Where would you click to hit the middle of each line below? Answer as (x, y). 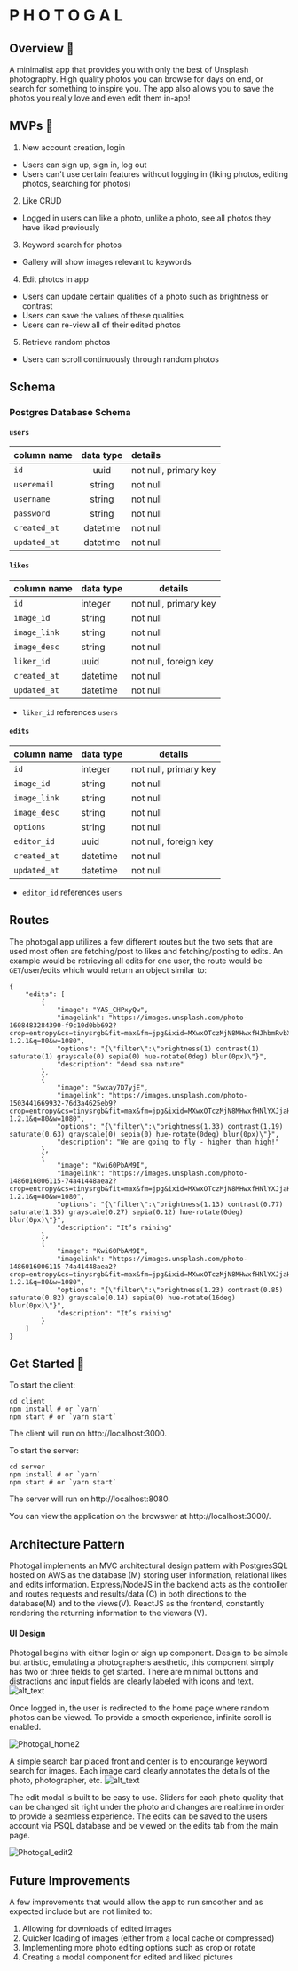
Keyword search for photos (72, 245)
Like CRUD (42, 200)
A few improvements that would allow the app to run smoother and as (136, 1902)
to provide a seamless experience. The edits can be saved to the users (138, 1816)
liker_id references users (70, 712)
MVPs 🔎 (31, 126)
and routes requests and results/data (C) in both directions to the (128, 1594)
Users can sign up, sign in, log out (84, 165)
